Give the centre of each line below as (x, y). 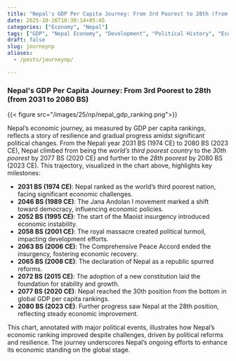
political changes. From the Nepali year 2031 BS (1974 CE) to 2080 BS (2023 (118, 143)
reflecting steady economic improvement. (78, 314)
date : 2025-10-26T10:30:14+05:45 (56, 20)
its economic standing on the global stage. (69, 350)
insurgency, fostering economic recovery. (78, 254)
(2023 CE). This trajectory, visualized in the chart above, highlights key (110, 165)
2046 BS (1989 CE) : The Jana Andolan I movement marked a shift (113, 202)
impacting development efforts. (63, 239)
